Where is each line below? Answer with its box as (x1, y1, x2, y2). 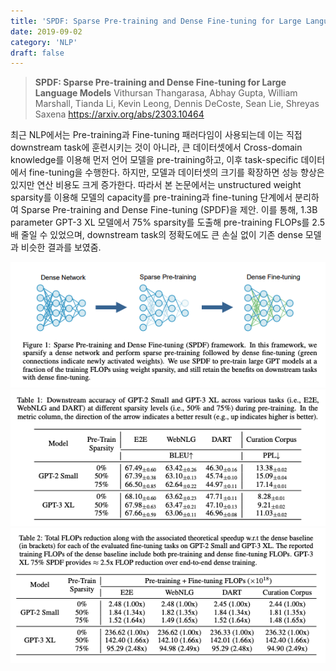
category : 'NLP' (10, 37, 78, 47)
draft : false (10, 48, 65, 58)
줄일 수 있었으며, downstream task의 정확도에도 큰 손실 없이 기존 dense (20, 229, 303, 241)
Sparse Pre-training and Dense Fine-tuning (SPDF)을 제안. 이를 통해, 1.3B (20, 204, 318, 216)
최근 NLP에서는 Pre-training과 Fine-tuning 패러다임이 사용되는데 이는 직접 (10, 129, 303, 141)
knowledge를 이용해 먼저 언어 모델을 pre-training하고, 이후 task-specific (10, 154, 299, 166)
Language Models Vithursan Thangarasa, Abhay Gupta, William (34, 87, 298, 99)
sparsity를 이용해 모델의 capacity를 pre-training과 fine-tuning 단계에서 (10, 191, 293, 204)
